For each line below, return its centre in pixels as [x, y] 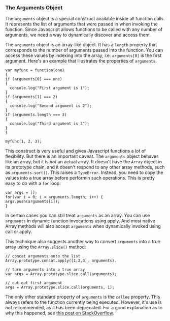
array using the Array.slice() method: [46, 247]
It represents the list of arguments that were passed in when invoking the [82, 24]
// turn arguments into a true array [45, 270]
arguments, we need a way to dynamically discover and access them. [78, 35]
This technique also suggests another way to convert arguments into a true [83, 242]
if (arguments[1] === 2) [31, 97]
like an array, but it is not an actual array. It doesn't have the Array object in [84, 162]
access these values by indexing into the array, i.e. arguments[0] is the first [83, 55]
